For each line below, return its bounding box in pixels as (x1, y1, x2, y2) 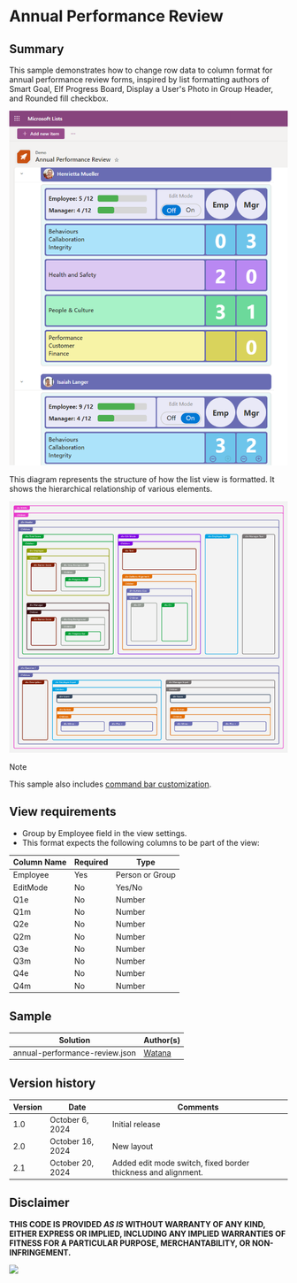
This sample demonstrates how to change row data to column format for (9, 65, 273, 75)
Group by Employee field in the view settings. (21, 827, 187, 838)
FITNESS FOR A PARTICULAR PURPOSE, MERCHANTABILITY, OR (9, 1237, 251, 1248)
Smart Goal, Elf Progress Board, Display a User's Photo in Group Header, (9, 84, 274, 94)
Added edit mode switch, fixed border (111, 1157, 250, 1169)
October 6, (49, 1114, 89, 1125)
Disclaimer (9, 1195, 70, 1210)
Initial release (111, 1119, 161, 1130)
